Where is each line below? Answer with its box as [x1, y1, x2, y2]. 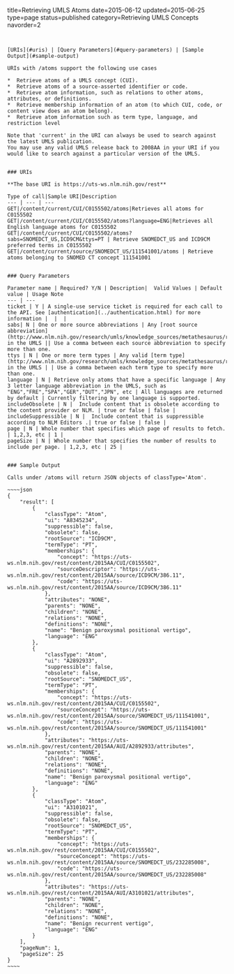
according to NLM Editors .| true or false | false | [7, 419, 167, 426]
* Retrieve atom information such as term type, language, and [7, 114, 198, 121]
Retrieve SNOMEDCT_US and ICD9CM [113, 236, 210, 243]
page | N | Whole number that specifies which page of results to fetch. [7, 425, 226, 432]
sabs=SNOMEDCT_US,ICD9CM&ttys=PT [7, 236, 104, 243]
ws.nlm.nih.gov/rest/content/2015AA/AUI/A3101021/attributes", [7, 890, 195, 896]
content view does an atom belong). [7, 108, 114, 115]
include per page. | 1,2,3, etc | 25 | [7, 443, 123, 450]
